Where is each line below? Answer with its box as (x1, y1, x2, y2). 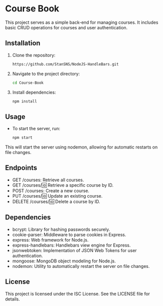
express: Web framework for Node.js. (12, 237, 89, 243)
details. (5, 296, 20, 302)
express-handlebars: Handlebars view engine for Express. (12, 242, 131, 248)
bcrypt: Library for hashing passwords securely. (12, 226, 110, 232)
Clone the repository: (12, 52, 56, 58)
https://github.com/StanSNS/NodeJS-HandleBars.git (12, 61, 119, 67)
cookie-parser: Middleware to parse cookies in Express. (12, 231, 126, 238)
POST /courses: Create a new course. (12, 188, 90, 194)
